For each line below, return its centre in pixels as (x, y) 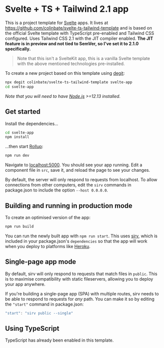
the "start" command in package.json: (45, 304)
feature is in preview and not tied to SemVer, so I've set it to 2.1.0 (72, 43)
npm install (17, 137)
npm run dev (17, 156)
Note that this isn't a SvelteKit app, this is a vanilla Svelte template (83, 58)
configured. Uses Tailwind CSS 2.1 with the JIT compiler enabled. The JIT (79, 38)
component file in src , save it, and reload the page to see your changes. (78, 170)
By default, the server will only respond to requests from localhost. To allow (81, 180)
